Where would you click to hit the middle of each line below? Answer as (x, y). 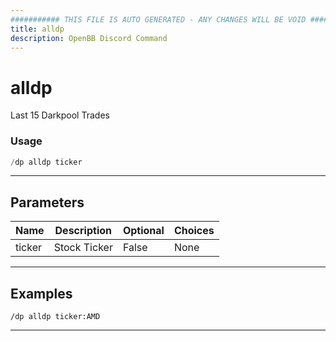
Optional (143, 231)
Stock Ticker (83, 248)
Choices (194, 231)
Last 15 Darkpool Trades (60, 115)
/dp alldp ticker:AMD (55, 317)
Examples (41, 293)
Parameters (47, 202)
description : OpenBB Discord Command (89, 38)
